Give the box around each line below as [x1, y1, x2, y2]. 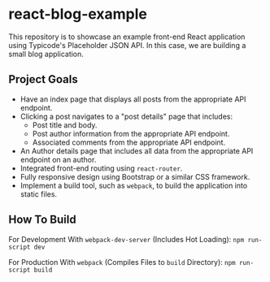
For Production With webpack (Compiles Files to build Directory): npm [8, 257, 236, 267]
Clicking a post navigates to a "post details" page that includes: [20, 111, 233, 121]
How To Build [8, 213, 76, 227]
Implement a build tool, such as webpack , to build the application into [20, 180, 248, 190]
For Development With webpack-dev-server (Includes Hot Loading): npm [8, 234, 245, 244]
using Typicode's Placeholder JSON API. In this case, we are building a [8, 40, 246, 50]
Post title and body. [32, 119, 98, 130]
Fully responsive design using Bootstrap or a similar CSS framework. [20, 171, 250, 181]
